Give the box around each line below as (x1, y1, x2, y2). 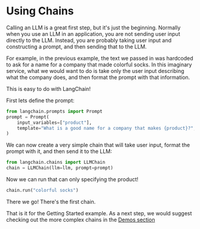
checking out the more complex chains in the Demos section (6, 216, 155, 223)
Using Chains (6, 4, 74, 18)
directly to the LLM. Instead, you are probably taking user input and (6, 36, 172, 44)
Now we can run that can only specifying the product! (6, 176, 139, 183)
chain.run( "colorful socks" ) (6, 187, 79, 194)
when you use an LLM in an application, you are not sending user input (6, 30, 180, 37)
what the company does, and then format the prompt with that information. (6, 74, 190, 81)
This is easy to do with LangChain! (6, 85, 91, 92)
